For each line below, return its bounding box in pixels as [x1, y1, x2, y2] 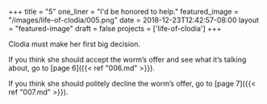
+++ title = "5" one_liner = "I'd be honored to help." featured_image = [8, 7, 240, 16]
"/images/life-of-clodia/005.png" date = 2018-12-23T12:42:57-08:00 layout [8, 15, 260, 25]
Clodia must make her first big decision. [8, 39, 141, 49]
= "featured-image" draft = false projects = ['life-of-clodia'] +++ [8, 24, 222, 33]
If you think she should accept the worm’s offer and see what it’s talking [8, 55, 247, 64]
